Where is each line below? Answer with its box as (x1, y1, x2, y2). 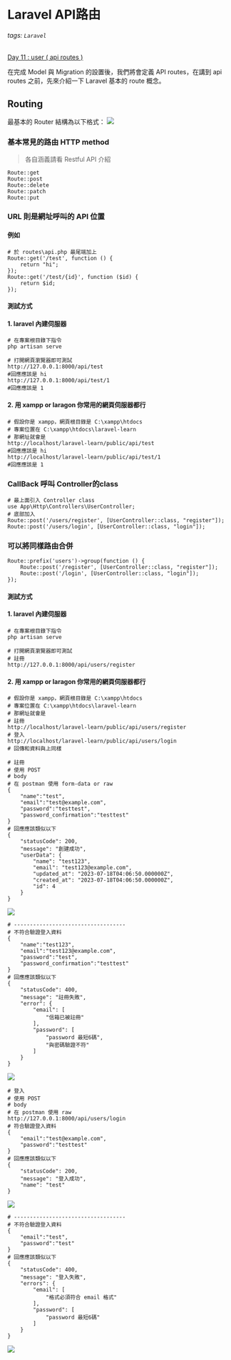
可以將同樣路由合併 (7, 541, 73, 551)
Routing (7, 98, 43, 110)
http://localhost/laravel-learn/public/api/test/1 (7, 454, 161, 461)
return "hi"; (20, 261, 59, 268)
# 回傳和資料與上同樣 (7, 745, 62, 752)
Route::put (7, 194, 40, 201)
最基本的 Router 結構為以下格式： (7, 118, 106, 126)
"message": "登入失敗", (20, 1274, 87, 1281)
